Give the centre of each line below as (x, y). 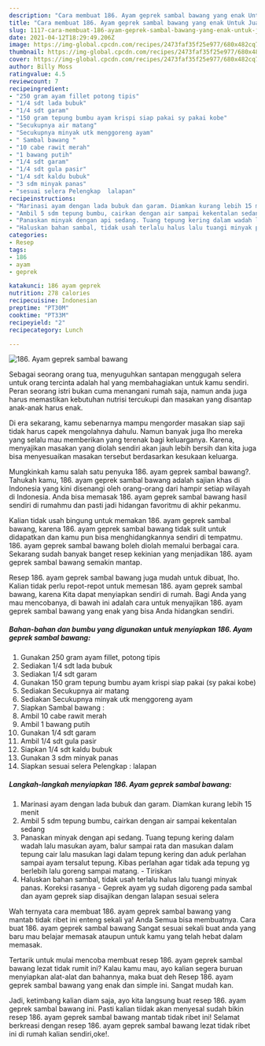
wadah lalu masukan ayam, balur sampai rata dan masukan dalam (127, 846)
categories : (28, 236)
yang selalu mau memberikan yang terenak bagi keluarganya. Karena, (122, 440)
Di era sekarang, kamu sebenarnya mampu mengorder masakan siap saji (127, 423)
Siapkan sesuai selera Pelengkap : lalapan (88, 766)
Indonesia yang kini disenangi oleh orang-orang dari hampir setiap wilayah (130, 488)
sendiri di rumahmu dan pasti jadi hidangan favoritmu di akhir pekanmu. (125, 506)
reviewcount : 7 (34, 81)
